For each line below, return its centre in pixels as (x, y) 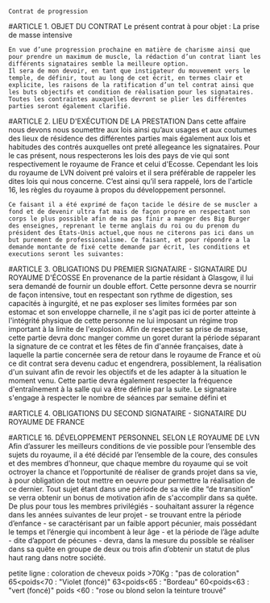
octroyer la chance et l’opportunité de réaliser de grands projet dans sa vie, (133, 472)
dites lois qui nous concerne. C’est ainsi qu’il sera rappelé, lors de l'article (131, 181)
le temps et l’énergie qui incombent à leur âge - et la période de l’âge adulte (134, 532)
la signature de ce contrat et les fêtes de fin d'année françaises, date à (126, 346)
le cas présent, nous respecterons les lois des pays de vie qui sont (119, 155)
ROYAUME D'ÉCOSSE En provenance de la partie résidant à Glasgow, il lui (131, 278)
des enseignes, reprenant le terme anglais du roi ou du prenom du (124, 226)
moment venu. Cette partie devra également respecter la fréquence (120, 381)
